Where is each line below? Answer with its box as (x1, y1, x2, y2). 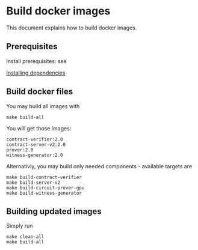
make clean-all (6, 234, 45, 240)
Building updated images (6, 206, 102, 216)
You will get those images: (6, 124, 72, 132)
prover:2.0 (6, 147, 34, 153)
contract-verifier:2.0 (6, 136, 63, 142)
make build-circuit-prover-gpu (6, 184, 85, 191)
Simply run (6, 222, 33, 230)
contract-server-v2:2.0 (6, 141, 66, 148)
